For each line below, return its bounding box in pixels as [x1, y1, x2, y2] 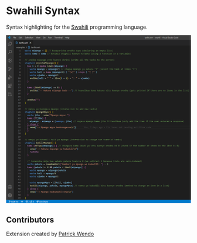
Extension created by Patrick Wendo [6, 230, 94, 237]
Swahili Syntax [6, 4, 80, 18]
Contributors [6, 215, 55, 225]
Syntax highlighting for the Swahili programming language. [6, 23, 148, 30]
